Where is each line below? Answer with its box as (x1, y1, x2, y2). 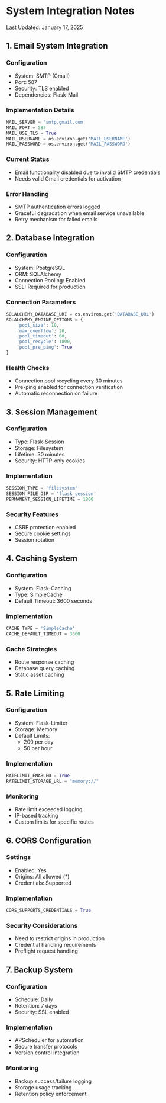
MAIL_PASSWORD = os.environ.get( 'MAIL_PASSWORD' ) (6, 141, 131, 147)
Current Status (6, 155, 50, 163)
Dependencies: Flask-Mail (14, 91, 79, 98)
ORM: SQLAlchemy (14, 271, 62, 278)
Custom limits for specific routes (14, 818, 95, 825)
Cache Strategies (6, 645, 57, 653)
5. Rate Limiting (6, 688, 64, 698)
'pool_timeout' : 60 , (17, 333, 67, 339)
